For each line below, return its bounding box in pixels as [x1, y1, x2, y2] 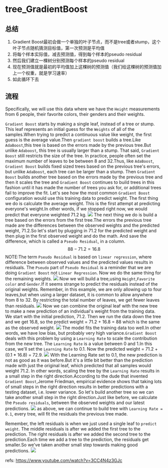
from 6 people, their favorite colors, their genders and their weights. [5, 111, 145, 117]
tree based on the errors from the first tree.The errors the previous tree [5, 217, 151, 223]
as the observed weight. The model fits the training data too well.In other [5, 325, 161, 331]
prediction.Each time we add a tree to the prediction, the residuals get [5, 436, 149, 443]
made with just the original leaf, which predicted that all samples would [5, 362, 151, 368]
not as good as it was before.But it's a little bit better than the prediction [5, 357, 153, 363]
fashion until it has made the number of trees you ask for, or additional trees [5, 184, 161, 190]
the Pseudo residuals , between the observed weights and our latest [5, 400, 145, 406]
